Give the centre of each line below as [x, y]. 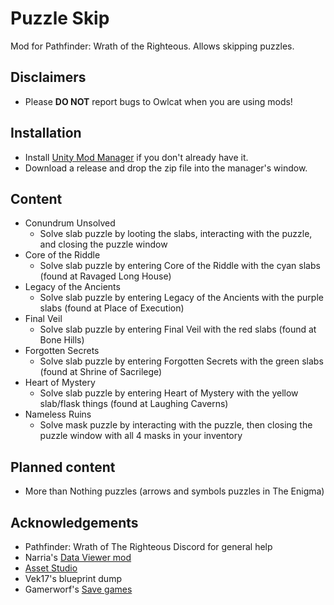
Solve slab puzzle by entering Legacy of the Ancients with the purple [181, 298]
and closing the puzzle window [103, 244]
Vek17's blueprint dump [73, 578]
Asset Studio [51, 568]
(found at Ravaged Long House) [105, 276]
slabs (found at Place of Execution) [112, 308]
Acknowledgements [74, 522]
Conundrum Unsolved [70, 223]
